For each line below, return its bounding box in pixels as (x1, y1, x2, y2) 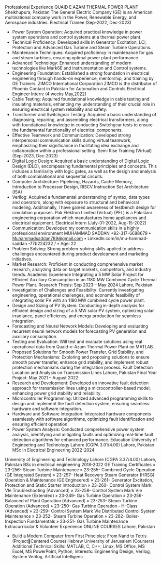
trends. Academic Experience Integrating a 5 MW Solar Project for (12, 272, 144, 277)
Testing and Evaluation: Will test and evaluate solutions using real (12, 339, 143, 344)
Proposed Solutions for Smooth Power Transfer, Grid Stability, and (12, 349, 144, 355)
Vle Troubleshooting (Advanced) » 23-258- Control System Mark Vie (5, 488, 142, 493)
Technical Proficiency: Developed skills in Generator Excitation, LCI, (12, 39, 147, 45)
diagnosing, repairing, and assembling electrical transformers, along (12, 117, 148, 122)
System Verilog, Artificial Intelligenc (12, 554, 83, 559)
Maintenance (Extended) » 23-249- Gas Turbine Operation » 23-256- (5, 493, 144, 498)
